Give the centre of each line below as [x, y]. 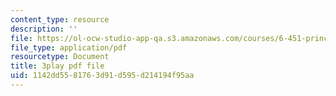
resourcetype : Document [60, 57]
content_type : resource [60, 19]
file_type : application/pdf [69, 47]
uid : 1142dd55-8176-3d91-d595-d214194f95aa [102, 76]
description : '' [44, 29]
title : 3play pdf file [57, 66]
